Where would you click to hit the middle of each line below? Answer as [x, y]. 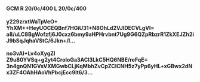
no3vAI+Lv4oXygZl [31, 53]
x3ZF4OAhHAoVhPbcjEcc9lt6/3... [50, 72]
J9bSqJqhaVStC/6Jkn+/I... [41, 41]
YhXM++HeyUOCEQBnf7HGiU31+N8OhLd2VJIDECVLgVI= [80, 28]
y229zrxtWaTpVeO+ [32, 22]
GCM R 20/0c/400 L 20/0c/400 [46, 8]
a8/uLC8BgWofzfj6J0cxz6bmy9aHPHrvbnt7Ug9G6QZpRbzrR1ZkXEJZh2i [100, 34]
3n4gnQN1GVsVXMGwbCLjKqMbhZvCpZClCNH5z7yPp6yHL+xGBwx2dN [99, 66]
